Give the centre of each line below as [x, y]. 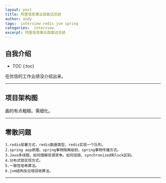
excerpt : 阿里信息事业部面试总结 [35, 33]
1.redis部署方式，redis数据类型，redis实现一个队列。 [55, 145]
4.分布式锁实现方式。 [24, 161]
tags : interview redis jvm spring [42, 23]
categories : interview [30, 28]
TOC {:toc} [23, 66]
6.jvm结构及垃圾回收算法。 [29, 171]
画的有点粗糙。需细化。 [29, 110]
